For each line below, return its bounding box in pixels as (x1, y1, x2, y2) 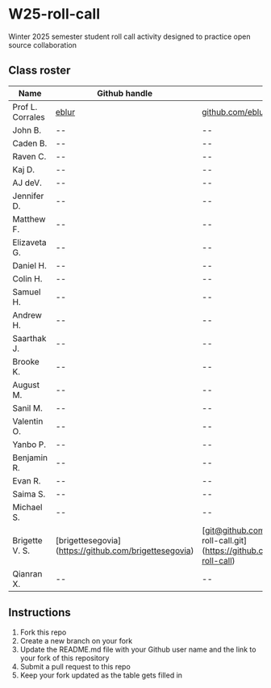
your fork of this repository (19, 652, 110, 663)
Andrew (12, 309, 43, 320)
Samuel (12, 286, 41, 298)
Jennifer (12, 190, 44, 201)
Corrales (12, 111, 46, 122)
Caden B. (12, 137, 48, 149)
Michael (12, 501, 43, 513)
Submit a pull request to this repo (19, 661, 131, 671)
